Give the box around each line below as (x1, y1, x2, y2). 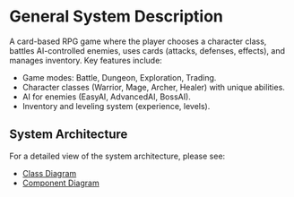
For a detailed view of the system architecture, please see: (9, 150, 226, 161)
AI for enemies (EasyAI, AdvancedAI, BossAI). (22, 91, 191, 102)
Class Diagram (22, 167, 77, 178)
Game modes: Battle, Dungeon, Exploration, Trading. (22, 72, 217, 82)
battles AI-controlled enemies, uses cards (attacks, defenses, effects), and (9, 45, 285, 56)
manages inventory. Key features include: (9, 55, 163, 65)
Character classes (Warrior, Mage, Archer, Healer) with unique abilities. (22, 81, 285, 92)
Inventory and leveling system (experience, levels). (22, 100, 211, 111)
